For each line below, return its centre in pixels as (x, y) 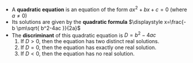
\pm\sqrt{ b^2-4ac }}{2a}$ (49, 28)
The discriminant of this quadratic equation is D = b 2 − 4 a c (84, 34)
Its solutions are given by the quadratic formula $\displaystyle (87, 22)
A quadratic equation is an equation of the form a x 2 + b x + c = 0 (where (99, 9)
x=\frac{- (175, 22)
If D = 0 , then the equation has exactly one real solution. (88, 48)
